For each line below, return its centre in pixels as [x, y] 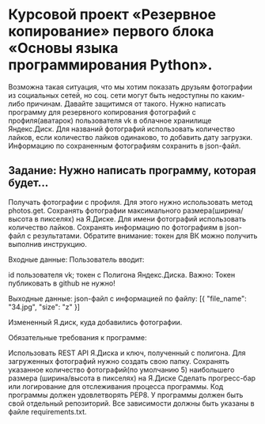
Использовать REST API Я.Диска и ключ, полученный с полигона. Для [127, 353]
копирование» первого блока [111, 31]
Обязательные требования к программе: [78, 337]
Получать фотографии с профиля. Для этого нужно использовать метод [131, 202]
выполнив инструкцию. [47, 244]
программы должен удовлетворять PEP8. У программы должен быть [126, 395]
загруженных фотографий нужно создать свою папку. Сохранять [119, 361]
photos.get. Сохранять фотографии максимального [95, 210]
